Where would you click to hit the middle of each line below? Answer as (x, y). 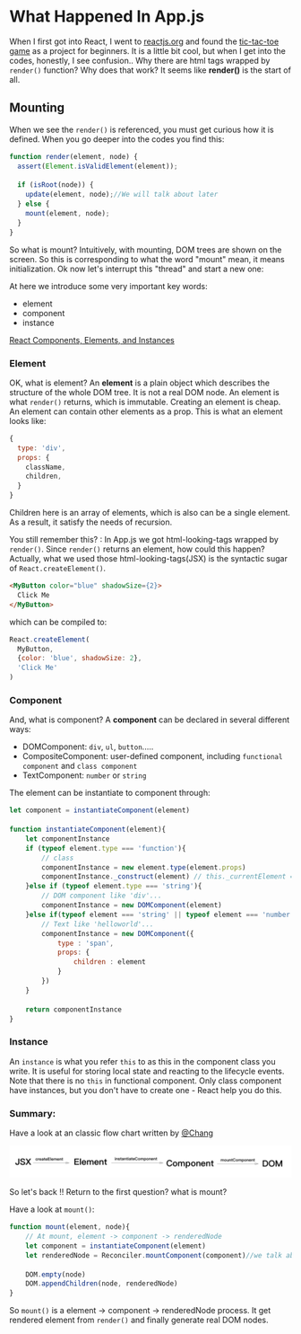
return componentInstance (74, 1009)
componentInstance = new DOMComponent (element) (132, 906)
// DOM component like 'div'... (102, 896)
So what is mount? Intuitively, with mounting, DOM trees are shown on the (146, 250)
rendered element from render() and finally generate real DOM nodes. (139, 1320)
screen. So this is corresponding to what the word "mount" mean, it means (147, 259)
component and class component (80, 766)
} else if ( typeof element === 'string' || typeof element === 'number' (160, 914)
